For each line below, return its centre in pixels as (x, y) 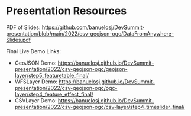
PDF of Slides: (23, 27)
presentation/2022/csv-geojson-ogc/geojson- (71, 69)
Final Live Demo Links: (33, 51)
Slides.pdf (19, 40)
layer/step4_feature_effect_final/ (54, 94)
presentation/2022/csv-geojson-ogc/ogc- (66, 88)
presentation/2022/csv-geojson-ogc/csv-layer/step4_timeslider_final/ (100, 107)
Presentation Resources (67, 11)
